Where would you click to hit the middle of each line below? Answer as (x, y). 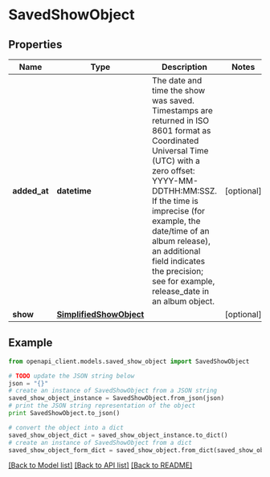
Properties (35, 45)
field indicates (178, 261)
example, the (176, 221)
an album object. (183, 301)
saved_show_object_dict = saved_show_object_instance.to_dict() (118, 435)
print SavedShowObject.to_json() (64, 414)
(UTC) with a (176, 161)
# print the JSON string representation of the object (102, 406)
